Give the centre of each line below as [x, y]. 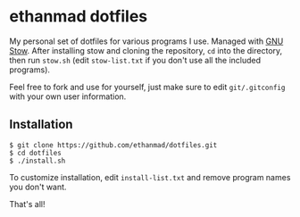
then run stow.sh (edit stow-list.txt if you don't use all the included [135, 60]
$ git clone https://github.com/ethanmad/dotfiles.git [113, 145]
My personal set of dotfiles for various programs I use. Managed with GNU [146, 41]
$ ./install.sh [37, 161]
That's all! [27, 204]
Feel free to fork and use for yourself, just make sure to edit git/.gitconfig [147, 87]
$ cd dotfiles [36, 153]
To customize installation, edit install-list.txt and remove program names [150, 177]
